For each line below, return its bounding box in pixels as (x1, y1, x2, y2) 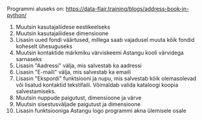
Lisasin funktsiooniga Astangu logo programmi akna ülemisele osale (15, 107, 187, 114)
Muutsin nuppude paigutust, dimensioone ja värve (15, 94, 142, 101)
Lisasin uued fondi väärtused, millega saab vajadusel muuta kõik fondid (15, 36, 195, 43)
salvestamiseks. (15, 88, 57, 95)
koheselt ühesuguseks (15, 42, 72, 50)
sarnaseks (15, 56, 42, 62)
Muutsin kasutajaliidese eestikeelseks (15, 24, 111, 30)
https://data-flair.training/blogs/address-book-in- (65, 5, 189, 12)
